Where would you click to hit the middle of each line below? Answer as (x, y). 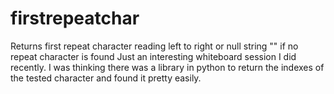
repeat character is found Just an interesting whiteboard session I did (153, 56)
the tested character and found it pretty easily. (106, 78)
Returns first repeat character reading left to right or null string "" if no (154, 46)
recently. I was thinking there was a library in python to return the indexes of (167, 67)
